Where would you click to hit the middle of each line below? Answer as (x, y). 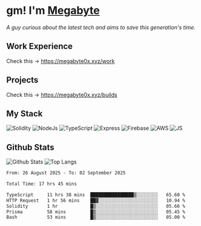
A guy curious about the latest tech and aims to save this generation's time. (101, 27)
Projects (22, 80)
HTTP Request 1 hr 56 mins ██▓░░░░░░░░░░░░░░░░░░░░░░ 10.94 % (96, 201)
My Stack (25, 114)
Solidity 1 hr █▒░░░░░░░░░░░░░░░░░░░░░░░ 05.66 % (96, 206)
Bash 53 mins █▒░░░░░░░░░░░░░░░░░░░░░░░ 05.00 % (96, 218)
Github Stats (30, 147)
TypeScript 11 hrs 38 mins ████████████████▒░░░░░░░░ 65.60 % (96, 194)
